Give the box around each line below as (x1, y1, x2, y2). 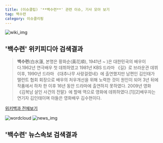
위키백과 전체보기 (5, 106, 38, 111)
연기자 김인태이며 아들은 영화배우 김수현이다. (17, 95, 102, 101)
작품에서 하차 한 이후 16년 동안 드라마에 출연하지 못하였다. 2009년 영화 (17, 83, 152, 89)
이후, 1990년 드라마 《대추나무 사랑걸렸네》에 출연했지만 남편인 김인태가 (17, 71, 155, 77)
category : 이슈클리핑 (5, 16, 44, 21)
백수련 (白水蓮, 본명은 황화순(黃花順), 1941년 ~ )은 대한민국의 (17, 59, 133, 65)
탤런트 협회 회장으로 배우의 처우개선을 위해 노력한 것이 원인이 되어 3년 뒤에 (17, 77, 159, 83)
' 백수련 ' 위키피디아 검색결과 (5, 45, 84, 53)
